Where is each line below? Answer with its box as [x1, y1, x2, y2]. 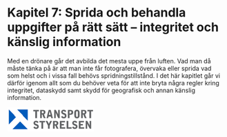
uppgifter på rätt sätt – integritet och [7, 19, 219, 35]
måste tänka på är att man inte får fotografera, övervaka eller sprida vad [7, 64, 212, 72]
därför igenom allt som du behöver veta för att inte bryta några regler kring [7, 78, 219, 87]
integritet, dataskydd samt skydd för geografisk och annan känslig [7, 86, 195, 94]
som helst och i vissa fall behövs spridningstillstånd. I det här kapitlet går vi [7, 71, 221, 80]
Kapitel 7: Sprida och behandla [7, 5, 186, 21]
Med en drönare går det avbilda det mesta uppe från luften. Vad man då [7, 56, 212, 65]
